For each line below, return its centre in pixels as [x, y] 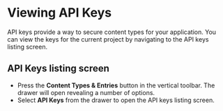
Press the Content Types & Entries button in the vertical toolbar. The [116, 85]
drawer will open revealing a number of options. [86, 92]
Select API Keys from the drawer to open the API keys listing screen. [116, 100]
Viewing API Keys [60, 13]
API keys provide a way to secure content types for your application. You [112, 32]
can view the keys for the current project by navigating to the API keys [108, 39]
